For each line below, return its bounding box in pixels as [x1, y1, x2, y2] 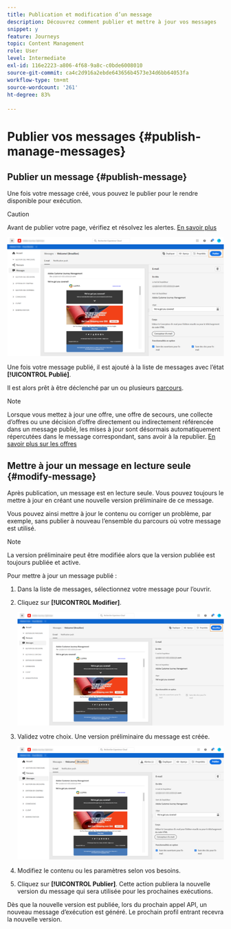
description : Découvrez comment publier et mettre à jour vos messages [7, 18, 217, 26]
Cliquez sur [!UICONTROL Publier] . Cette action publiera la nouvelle [16, 880, 211, 888]
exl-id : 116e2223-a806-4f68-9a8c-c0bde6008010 [7, 62, 143, 69]
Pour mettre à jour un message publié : [7, 572, 118, 580]
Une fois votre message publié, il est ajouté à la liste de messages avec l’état [7, 363, 225, 372]
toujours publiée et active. [7, 559, 81, 567]
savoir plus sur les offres [7, 440, 77, 448]
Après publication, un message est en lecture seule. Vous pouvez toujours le [7, 489, 224, 497]
